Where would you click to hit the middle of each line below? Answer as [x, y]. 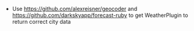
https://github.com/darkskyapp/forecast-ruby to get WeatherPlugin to [100, 15]
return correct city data [42, 22]
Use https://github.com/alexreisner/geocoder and [75, 9]
